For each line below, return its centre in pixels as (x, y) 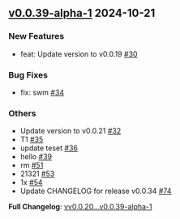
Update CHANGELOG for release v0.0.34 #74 (96, 191)
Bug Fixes (28, 74)
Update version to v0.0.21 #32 (71, 131)
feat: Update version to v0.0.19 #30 (79, 54)
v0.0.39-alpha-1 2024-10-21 (82, 13)
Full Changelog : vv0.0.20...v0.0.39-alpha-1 (80, 207)
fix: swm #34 (42, 92)
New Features (36, 36)
